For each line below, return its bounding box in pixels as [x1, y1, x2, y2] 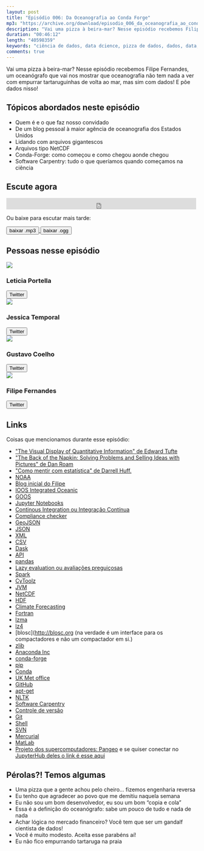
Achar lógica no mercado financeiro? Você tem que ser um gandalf [15, 818, 183, 825]
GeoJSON [15, 519, 41, 526]
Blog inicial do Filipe [15, 480, 66, 488]
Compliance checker [15, 513, 67, 520]
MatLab [15, 739, 35, 747]
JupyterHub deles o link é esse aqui [15, 752, 105, 760]
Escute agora [6, 181, 58, 192]
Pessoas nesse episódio [6, 245, 100, 256]
